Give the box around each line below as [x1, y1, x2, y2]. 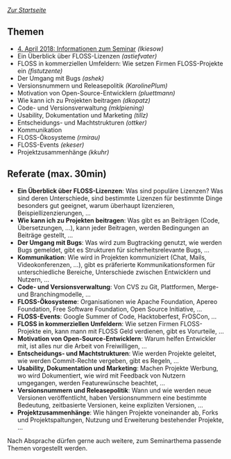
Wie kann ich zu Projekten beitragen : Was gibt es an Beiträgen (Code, [17, 216, 220, 225]
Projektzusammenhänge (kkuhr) [17, 147, 110, 156]
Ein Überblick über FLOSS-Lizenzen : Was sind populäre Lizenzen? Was [17, 186, 223, 195]
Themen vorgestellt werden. [7, 444, 88, 452]
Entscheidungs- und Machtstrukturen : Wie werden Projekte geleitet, [17, 349, 216, 357]
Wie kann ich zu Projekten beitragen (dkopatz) [17, 96, 151, 104]
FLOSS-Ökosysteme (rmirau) [17, 133, 101, 141]
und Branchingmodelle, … [17, 290, 92, 298]
